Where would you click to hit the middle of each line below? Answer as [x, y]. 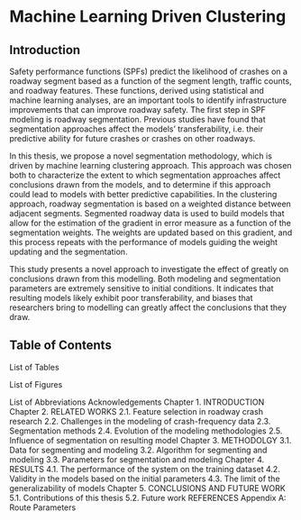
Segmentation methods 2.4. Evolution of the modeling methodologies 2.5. [146, 431]
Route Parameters [43, 507]
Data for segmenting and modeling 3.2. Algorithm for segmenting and [138, 450]
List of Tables [35, 367]
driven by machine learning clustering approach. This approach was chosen [150, 165]
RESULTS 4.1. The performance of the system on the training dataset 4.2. [145, 469]
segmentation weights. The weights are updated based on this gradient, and [151, 233]
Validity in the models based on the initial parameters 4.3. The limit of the [145, 479]
